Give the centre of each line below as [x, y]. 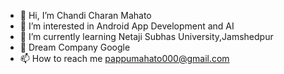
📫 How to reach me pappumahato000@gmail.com [124, 58]
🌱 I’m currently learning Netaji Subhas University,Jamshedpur [146, 36]
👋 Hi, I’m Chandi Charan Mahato [85, 15]
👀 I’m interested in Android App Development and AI [127, 26]
